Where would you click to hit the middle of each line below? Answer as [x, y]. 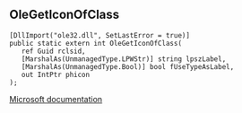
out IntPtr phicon [56, 74]
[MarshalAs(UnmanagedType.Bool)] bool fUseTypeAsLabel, [128, 66]
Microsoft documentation [56, 99]
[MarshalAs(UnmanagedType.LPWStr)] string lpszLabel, [124, 59]
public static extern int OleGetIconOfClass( [95, 43]
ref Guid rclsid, [54, 51]
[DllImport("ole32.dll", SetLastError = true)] [100, 35]
